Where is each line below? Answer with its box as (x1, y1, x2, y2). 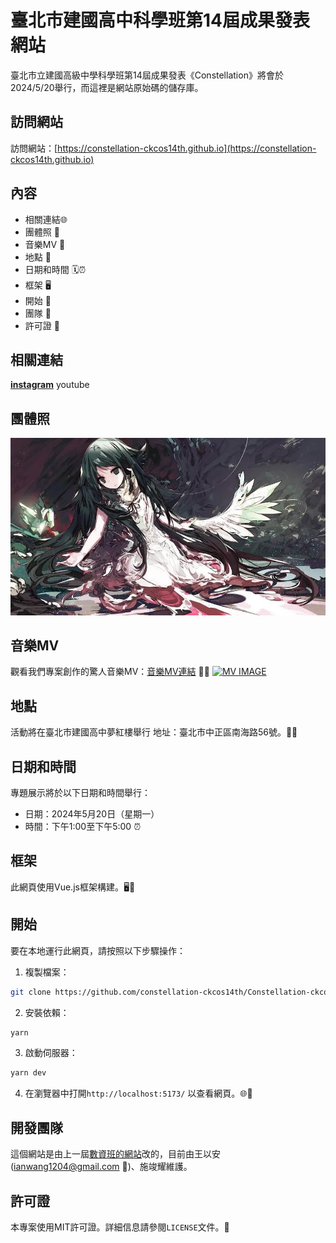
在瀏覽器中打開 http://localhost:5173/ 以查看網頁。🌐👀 (24, 1087, 253, 1100)
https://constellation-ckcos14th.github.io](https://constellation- (57, 142, 317, 154)
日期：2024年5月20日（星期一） (24, 808, 160, 820)
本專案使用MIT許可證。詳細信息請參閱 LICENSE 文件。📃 (10, 1221, 230, 1233)
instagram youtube (10, 379, 90, 391)
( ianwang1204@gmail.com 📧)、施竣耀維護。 (10, 1161, 193, 1173)
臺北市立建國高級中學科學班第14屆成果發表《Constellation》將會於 (10, 69, 284, 81)
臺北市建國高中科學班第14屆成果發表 (10, 9, 311, 32)
